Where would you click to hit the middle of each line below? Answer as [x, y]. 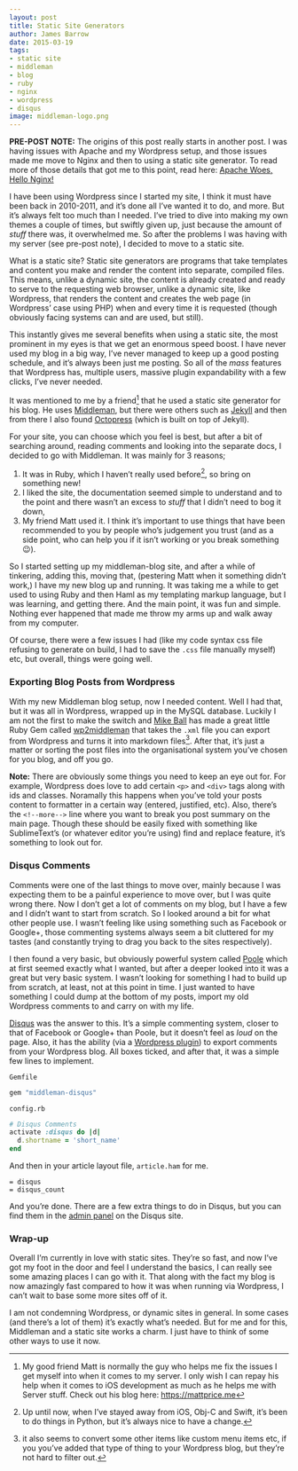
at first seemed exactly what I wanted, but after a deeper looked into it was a [149, 968]
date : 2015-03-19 [41, 42]
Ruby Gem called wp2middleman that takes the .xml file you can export [140, 729]
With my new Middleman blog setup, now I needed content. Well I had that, [146, 701]
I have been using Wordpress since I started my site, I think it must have [141, 197]
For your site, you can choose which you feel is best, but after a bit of [136, 437]
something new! [51, 484]
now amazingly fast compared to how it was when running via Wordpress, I [146, 1286]
